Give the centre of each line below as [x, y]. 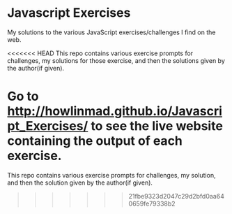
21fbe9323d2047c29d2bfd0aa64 [176, 196]
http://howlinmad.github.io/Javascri [115, 112]
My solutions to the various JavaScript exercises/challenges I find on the [111, 32]
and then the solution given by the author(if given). [80, 183]
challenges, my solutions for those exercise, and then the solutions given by [116, 60]
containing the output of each [95, 141]
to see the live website [156, 126]
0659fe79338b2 [152, 204]
